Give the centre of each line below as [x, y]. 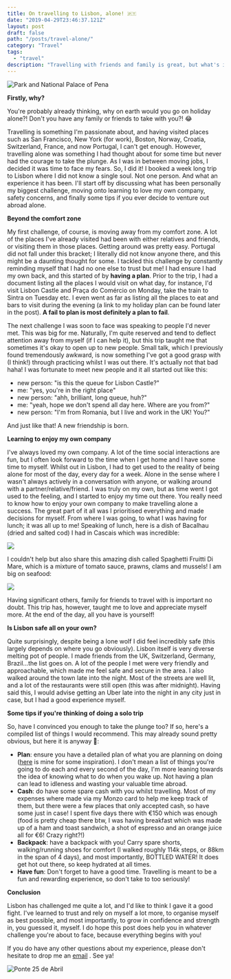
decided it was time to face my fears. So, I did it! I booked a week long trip [112, 168]
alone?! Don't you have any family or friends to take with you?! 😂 [100, 118]
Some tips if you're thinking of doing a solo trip [75, 713]
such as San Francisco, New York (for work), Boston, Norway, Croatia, [107, 139]
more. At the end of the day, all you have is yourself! [81, 615]
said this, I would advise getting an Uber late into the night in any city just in [114, 692]
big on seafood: [29, 573]
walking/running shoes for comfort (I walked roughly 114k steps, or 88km [120, 849]
